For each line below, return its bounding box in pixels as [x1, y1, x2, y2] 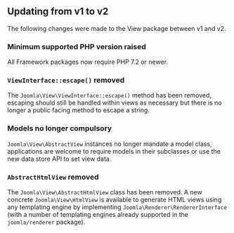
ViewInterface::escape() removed [7, 75, 125, 85]
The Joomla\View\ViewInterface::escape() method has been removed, [7, 91, 212, 100]
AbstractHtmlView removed [7, 172, 100, 182]
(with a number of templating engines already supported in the [7, 211, 188, 218]
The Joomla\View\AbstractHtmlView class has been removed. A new [7, 188, 202, 196]
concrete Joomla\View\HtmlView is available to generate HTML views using [7, 196, 222, 204]
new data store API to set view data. [7, 154, 112, 163]
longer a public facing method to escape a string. [7, 106, 150, 114]
